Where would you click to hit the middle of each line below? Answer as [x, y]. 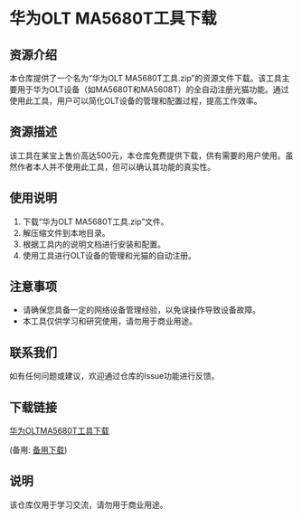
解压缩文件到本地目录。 [66, 232]
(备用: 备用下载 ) [38, 450]
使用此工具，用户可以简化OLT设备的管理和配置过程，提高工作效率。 [136, 101]
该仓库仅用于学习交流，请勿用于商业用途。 [89, 504]
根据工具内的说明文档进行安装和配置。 [94, 244]
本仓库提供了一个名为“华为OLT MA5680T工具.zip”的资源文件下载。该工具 [146, 78]
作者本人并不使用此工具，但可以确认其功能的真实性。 [116, 166]
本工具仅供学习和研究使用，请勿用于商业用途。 [109, 321]
